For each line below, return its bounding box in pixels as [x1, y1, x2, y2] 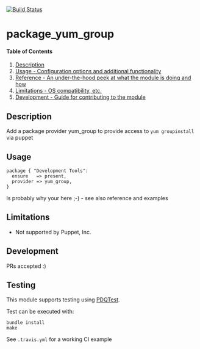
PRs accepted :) [6, 262, 47, 270]
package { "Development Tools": [6, 168, 88, 174]
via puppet [6, 134, 34, 142]
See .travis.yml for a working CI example [6, 336, 112, 343]
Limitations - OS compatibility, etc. [15, 87, 102, 95]
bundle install [6, 320, 45, 326]
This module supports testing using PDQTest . [6, 296, 120, 303]
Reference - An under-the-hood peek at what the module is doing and [15, 74, 191, 82]
